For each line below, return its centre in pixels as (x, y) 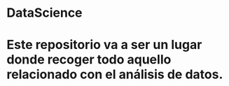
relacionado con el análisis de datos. (115, 74)
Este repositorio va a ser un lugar (104, 45)
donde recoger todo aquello (89, 60)
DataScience (44, 13)
